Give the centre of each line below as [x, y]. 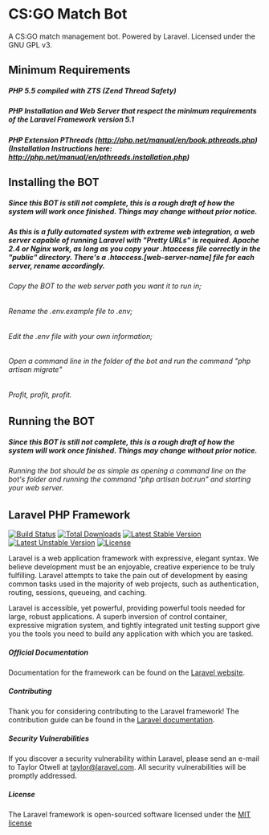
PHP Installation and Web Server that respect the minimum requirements [132, 111]
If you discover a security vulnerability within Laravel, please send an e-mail [134, 759]
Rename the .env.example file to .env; [71, 312]
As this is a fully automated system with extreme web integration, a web [132, 232]
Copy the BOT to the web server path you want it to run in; [105, 286]
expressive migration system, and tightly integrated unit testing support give [134, 626]
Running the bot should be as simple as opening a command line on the [127, 471]
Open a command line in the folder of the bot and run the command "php [130, 361]
